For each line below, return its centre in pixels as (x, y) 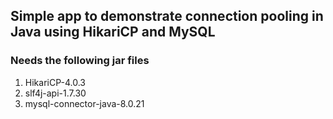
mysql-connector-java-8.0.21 (84, 103)
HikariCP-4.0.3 (55, 82)
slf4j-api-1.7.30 (55, 93)
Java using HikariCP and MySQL (113, 32)
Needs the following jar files (80, 61)
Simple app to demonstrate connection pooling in (167, 16)
